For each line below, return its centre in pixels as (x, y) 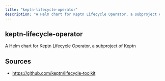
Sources (18, 61)
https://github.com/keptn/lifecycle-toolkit (54, 73)
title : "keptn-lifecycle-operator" (41, 10)
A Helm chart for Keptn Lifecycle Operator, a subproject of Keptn (70, 46)
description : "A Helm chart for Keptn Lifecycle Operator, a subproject (81, 14)
